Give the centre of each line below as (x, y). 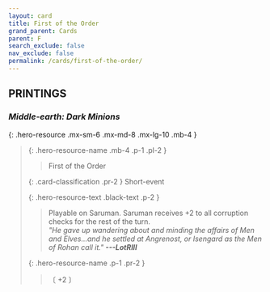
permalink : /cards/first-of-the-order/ (76, 61)
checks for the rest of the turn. (99, 221)
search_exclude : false (46, 46)
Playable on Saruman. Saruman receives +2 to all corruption (148, 213)
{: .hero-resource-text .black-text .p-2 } (94, 197)
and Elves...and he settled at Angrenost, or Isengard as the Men (155, 239)
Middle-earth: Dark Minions (64, 116)
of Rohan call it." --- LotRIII (93, 247)
